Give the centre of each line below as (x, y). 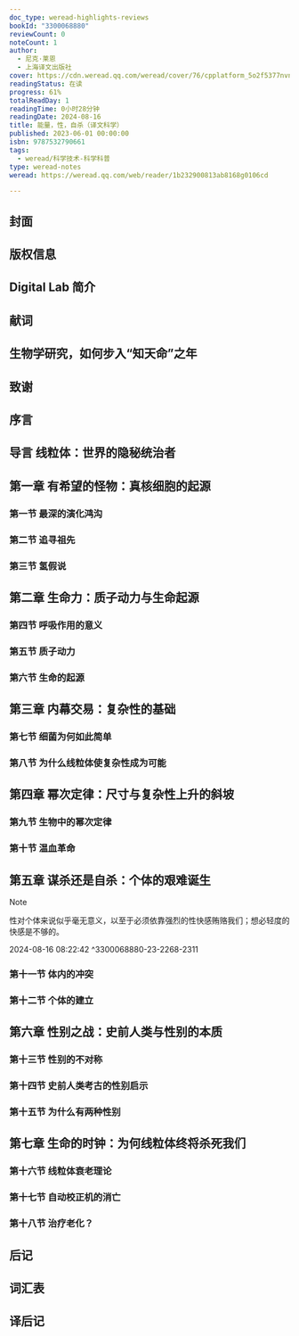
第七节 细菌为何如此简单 (61, 737)
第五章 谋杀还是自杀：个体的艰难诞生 (110, 880)
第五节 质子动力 (42, 651)
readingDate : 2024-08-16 (55, 117)
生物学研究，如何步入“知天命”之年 (103, 354)
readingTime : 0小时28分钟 (55, 109)
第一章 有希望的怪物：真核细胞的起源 (110, 486)
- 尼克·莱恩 (36, 59)
